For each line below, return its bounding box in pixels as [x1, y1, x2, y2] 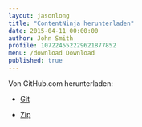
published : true [8, 57, 63, 65]
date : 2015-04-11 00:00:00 [8, 27, 99, 35]
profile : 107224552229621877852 [8, 42, 116, 50]
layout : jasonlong [8, 11, 70, 20]
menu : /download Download [8, 49, 95, 57]
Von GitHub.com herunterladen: [8, 78, 114, 88]
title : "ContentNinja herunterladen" [8, 19, 135, 27]
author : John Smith [8, 34, 74, 43]
